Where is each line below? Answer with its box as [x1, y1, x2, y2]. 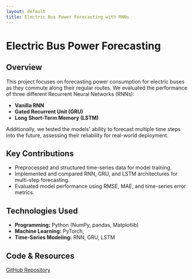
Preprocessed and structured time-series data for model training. [14, 164, 172, 171]
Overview [6, 63, 43, 73]
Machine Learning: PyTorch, [14, 228, 85, 235]
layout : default [6, 8, 46, 15]
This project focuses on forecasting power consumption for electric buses [6, 78, 185, 85]
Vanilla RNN [14, 102, 44, 109]
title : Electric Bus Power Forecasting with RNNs [6, 14, 130, 20]
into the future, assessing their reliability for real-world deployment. [6, 132, 168, 139]
